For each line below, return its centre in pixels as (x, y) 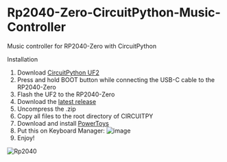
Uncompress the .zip (47, 109)
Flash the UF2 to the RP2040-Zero (66, 94)
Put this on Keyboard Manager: (61, 131)
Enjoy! (26, 137)
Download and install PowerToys (63, 123)
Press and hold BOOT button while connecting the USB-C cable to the (116, 79)
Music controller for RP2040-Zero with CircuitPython (82, 46)
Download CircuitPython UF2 (58, 72)
